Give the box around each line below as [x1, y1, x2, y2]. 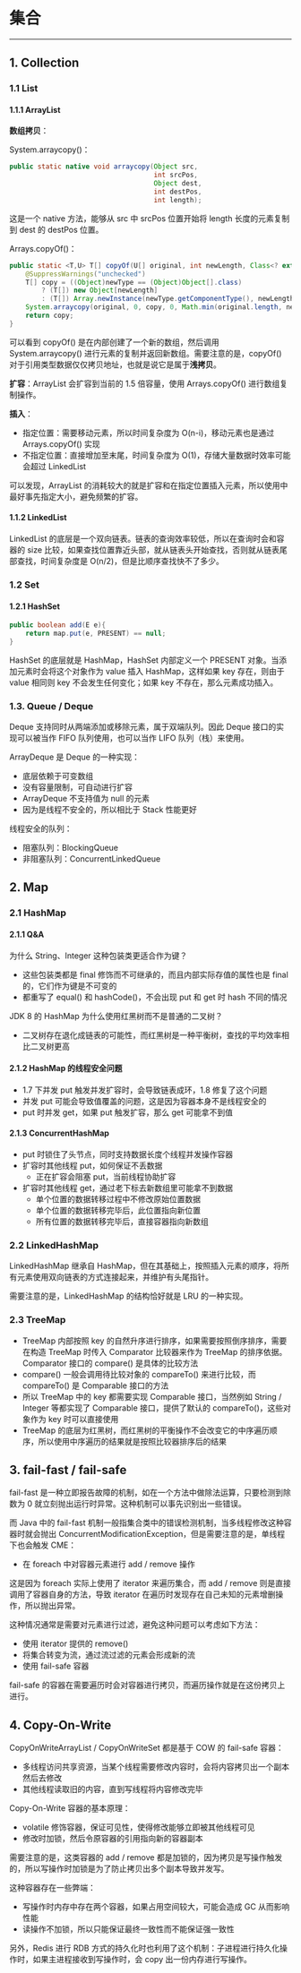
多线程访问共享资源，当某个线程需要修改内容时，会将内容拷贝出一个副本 [21, 1762, 289, 1772]
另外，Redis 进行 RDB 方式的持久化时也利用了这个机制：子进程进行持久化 [9, 1943, 280, 1953]
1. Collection [9, 56, 80, 71]
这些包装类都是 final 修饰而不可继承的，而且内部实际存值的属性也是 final [21, 969, 288, 980]
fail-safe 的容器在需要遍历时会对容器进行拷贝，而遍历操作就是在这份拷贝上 [9, 1680, 286, 1691]
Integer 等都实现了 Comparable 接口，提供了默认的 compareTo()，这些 [21, 1403, 284, 1413]
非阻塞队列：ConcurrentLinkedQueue [21, 854, 161, 864]
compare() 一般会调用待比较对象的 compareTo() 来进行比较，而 [21, 1368, 257, 1379]
